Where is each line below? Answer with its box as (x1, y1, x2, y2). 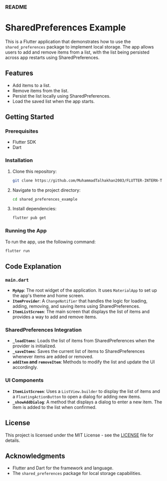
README (5, 4, 27, 11)
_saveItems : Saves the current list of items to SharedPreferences (12, 348, 145, 354)
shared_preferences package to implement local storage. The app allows (5, 44, 154, 50)
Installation (5, 157, 33, 164)
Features (5, 69, 33, 78)
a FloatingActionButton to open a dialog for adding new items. (12, 393, 141, 399)
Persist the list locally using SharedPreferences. (12, 93, 111, 99)
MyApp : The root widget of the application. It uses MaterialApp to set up (12, 287, 157, 293)
